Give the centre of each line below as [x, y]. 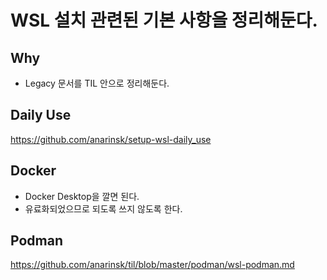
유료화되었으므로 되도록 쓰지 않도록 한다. [103, 208]
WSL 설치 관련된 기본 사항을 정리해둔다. [164, 20]
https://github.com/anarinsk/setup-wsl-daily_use [111, 139]
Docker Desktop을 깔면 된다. [82, 196]
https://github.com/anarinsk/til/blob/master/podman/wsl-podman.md [152, 265]
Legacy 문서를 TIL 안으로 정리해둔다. [97, 83]
